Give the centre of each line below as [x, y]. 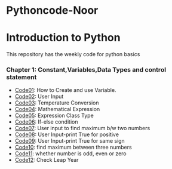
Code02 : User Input [39, 97]
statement [21, 77]
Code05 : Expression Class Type [54, 116]
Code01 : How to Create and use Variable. [65, 90]
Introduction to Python [63, 38]
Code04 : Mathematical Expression [57, 109]
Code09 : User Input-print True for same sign [70, 141]
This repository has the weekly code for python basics [73, 54]
